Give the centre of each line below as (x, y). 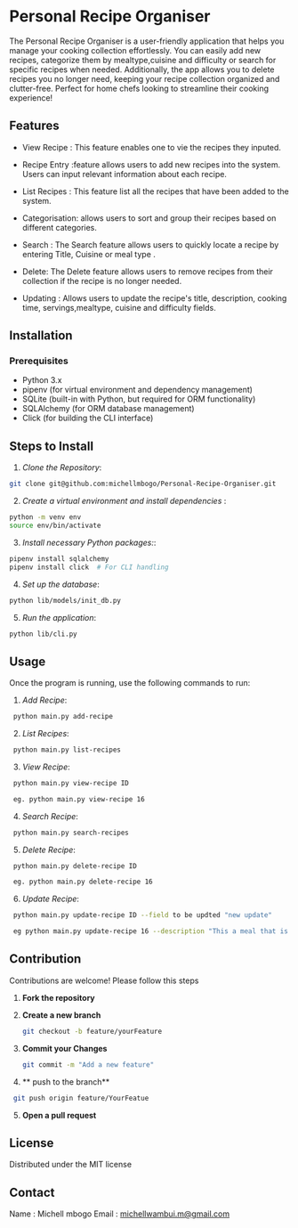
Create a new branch (61, 1015)
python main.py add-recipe (63, 717)
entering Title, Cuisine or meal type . (89, 254)
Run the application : (59, 617)
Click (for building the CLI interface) (88, 418)
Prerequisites (39, 361)
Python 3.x (42, 380)
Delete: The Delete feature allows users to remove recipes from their (148, 271)
